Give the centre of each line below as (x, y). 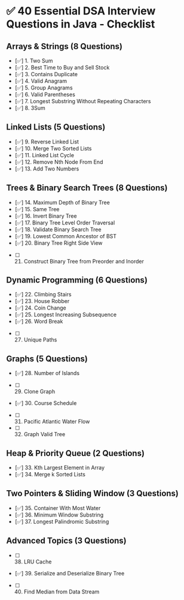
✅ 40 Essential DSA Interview (81, 11)
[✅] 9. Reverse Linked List (47, 142)
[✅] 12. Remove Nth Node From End (59, 162)
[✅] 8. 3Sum (30, 108)
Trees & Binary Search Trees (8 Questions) (87, 188)
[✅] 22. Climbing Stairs (43, 295)
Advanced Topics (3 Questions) (66, 541)
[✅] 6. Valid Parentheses (45, 94)
